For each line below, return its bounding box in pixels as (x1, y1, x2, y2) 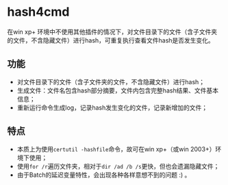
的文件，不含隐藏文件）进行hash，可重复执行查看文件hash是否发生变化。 (7, 36, 214, 45)
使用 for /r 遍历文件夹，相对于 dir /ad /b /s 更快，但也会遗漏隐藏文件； (16, 162, 220, 170)
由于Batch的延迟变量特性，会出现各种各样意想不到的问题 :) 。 (16, 171, 191, 179)
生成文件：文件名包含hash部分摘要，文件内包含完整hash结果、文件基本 (16, 86, 219, 95)
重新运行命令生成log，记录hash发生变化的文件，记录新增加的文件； (16, 103, 207, 112)
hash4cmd (7, 4, 70, 20)
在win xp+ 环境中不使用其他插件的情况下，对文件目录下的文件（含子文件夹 (7, 27, 218, 36)
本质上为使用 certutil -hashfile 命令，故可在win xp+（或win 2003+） (16, 145, 216, 153)
